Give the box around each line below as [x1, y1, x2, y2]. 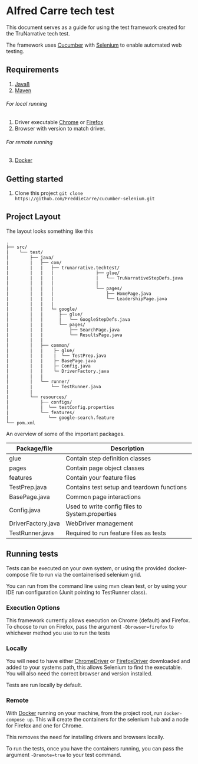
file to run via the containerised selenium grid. [30, 571, 141, 578]
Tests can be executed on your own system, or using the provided [6, 564, 167, 571]
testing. [6, 47, 25, 54]
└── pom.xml [6, 420, 35, 426]
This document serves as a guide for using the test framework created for [6, 24, 186, 31]
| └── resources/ [6, 394, 67, 400]
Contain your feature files [65, 473, 136, 482]
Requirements [6, 65, 59, 75]
